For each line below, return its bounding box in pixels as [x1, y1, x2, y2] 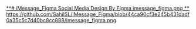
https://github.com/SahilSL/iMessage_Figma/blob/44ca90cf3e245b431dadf [6, 11, 190, 18]
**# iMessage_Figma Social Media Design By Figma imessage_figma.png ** [6, 5, 190, 11]
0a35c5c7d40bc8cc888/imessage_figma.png [6, 17, 117, 23]
